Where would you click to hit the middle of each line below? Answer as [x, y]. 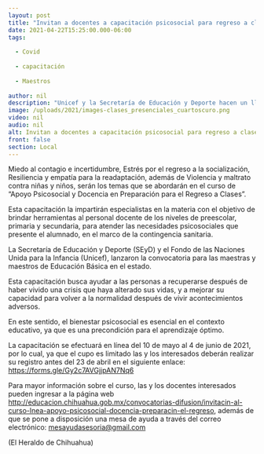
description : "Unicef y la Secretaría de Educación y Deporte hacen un [128, 103]
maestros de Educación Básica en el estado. [80, 266]
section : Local [33, 147]
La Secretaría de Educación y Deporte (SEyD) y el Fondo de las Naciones [126, 250]
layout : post [29, 15]
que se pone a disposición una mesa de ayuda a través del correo [115, 419]
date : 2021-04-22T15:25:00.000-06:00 [70, 30]
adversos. [24, 306]
